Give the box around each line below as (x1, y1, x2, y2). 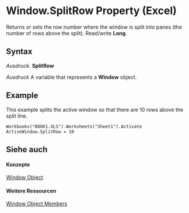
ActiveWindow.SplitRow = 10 (6, 129, 75, 135)
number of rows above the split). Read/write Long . (6, 29, 127, 36)
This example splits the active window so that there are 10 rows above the (6, 106, 184, 113)
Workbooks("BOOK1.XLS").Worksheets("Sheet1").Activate (6, 123, 142, 129)
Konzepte (6, 161, 30, 168)
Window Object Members (6, 200, 68, 207)
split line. (6, 112, 28, 119)
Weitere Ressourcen (6, 187, 57, 194)
